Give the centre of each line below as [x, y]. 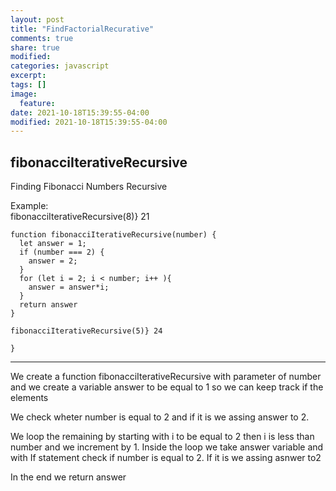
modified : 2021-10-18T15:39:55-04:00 [89, 122]
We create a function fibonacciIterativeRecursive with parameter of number [166, 377]
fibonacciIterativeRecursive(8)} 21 [80, 217]
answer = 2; [53, 261]
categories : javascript [60, 66]
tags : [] [28, 85]
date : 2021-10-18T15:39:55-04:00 [80, 112]
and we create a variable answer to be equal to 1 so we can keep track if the [167, 387]
